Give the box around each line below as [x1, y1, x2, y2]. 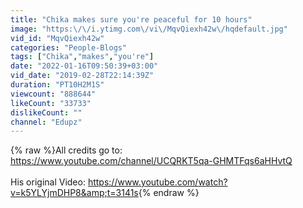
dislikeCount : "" [10, 107, 83, 118]
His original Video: [10, 176, 86, 188]
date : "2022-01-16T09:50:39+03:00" [10, 61, 159, 71]
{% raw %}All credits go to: [10, 144, 123, 156]
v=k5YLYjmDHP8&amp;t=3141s [10, 187, 139, 199]
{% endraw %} [138, 187, 200, 199]
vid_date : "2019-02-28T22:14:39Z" [10, 71, 155, 81]
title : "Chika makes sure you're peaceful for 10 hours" [10, 14, 253, 25]
